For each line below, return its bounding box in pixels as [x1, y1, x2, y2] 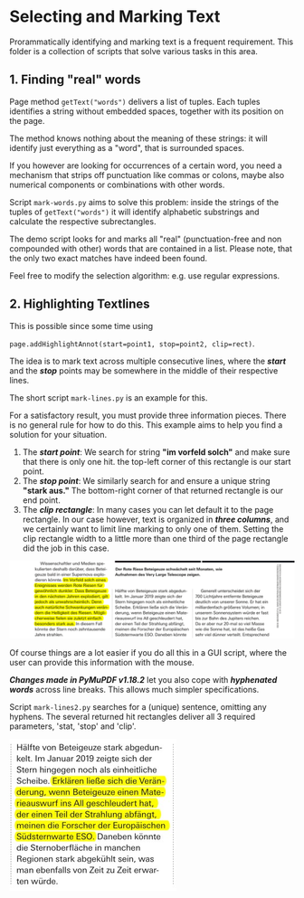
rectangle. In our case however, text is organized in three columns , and [22, 514, 290, 525]
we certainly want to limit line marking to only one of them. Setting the [22, 523, 284, 534]
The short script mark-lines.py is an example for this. [9, 392, 208, 403]
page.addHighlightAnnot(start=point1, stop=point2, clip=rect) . [9, 337, 255, 349]
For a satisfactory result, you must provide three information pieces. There [9, 410, 287, 421]
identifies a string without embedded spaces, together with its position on [9, 106, 284, 117]
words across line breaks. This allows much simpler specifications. [9, 685, 260, 695]
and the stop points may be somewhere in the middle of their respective [9, 364, 279, 376]
